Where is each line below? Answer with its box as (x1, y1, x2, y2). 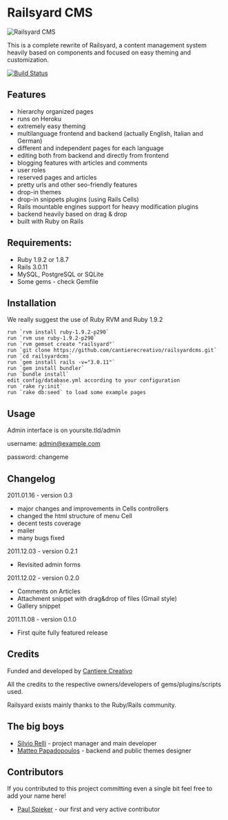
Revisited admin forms (17, 560, 81, 568)
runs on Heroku (17, 114, 62, 123)
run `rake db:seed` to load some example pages (7, 389, 147, 396)
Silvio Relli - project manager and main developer (17, 739, 157, 747)
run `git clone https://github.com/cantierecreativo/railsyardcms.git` (7, 347, 217, 354)
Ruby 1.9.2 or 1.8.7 (17, 255, 69, 263)
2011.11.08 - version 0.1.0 (7, 615, 77, 623)
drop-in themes (17, 187, 62, 196)
